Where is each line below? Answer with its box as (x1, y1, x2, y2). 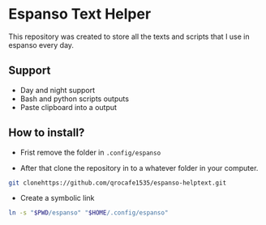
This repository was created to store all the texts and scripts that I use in (8, 32, 250, 41)
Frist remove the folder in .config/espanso (19, 147, 161, 157)
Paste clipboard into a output (19, 102, 118, 112)
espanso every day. (8, 40, 75, 49)
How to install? (8, 126, 85, 140)
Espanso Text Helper (8, 5, 152, 23)
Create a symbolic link (19, 193, 95, 203)
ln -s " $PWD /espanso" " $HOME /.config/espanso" (8, 209, 169, 217)
